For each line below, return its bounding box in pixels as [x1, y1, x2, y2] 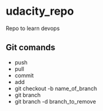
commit [14, 72, 34, 79]
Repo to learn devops [6, 25, 60, 32]
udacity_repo [6, 4, 74, 18]
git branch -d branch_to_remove [14, 98, 96, 105]
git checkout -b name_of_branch [14, 85, 97, 92]
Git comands [6, 42, 56, 53]
